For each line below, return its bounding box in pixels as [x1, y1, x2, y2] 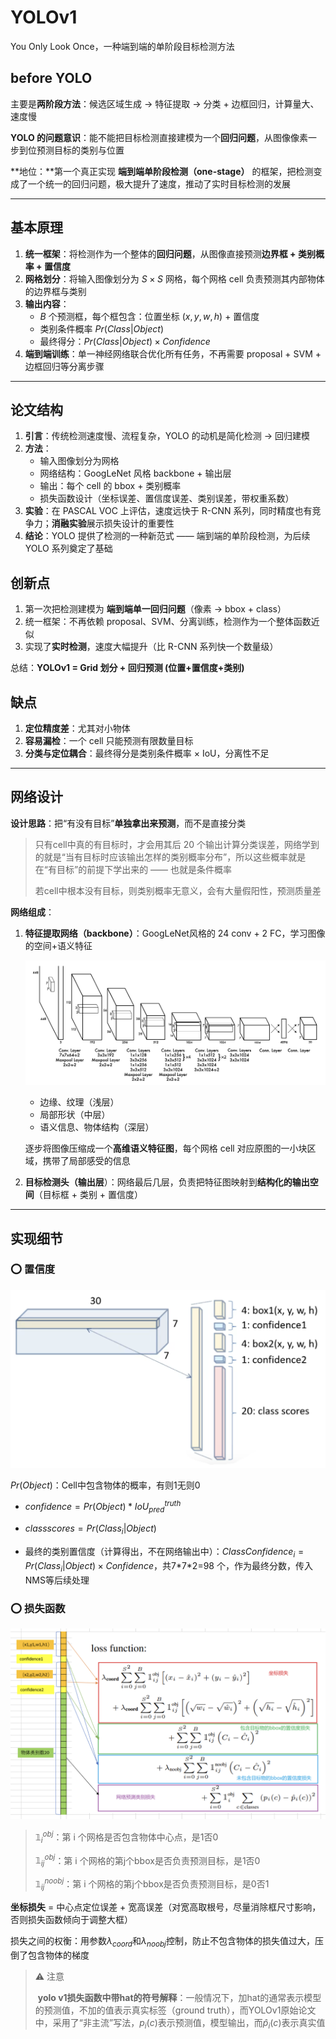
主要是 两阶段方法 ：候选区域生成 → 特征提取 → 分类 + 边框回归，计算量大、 [10, 97, 320, 110]
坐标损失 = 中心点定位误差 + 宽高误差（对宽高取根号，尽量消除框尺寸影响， [10, 1901, 322, 1913]
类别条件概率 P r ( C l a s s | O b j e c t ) [39, 322, 165, 335]
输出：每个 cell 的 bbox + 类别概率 [39, 480, 182, 492]
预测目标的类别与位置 [36, 144, 125, 156]
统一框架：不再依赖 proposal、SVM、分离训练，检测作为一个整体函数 [24, 616, 312, 628]
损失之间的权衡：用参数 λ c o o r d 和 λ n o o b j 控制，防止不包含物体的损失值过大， [10, 1934, 315, 1949]
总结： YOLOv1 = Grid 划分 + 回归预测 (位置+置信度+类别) [10, 662, 245, 674]
